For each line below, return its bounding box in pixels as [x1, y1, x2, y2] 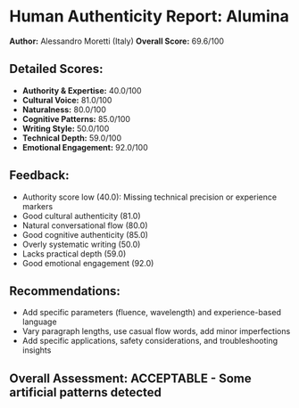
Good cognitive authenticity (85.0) [21, 229, 149, 240]
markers [21, 200, 54, 211]
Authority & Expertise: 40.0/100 [21, 85, 142, 95]
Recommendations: [9, 283, 120, 298]
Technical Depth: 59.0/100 [21, 132, 122, 143]
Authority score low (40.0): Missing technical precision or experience [21, 192, 278, 202]
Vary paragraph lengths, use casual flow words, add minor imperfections [21, 326, 291, 337]
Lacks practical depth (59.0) [21, 248, 127, 259]
